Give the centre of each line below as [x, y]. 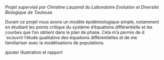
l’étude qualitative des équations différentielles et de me [81, 37]
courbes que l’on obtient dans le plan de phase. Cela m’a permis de [73, 32]
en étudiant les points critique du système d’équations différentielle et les [79, 27]
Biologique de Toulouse [29, 12]
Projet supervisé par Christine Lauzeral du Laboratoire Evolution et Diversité [82, 7]
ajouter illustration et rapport [34, 52]
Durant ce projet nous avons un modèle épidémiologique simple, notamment [82, 22]
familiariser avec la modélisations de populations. [55, 43]
